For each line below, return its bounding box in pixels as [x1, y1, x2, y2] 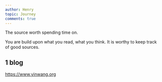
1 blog [5, 58, 23, 66]
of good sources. [5, 44, 40, 50]
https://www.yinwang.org [5, 71, 56, 77]
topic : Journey [5, 12, 36, 17]
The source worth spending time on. [5, 30, 78, 36]
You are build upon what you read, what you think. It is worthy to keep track [5, 39, 157, 45]
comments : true [5, 16, 36, 21]
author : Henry [5, 7, 34, 12]
